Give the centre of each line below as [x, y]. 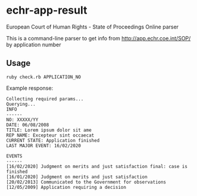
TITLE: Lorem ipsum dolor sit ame [49, 130]
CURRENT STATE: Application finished [53, 140]
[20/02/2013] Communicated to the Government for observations [86, 182]
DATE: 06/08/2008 [28, 125]
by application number [34, 45]
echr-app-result [47, 10]
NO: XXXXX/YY [22, 119]
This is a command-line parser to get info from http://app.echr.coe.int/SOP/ [98, 38]
